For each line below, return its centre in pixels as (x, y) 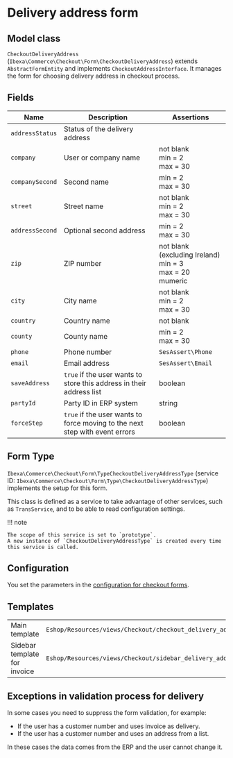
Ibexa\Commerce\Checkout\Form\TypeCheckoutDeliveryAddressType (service (113, 473)
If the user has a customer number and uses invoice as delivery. (109, 726)
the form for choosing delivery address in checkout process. (94, 76)
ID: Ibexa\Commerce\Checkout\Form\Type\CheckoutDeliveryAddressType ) (108, 480)
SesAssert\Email (185, 363)
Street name (84, 206)
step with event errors (99, 432)
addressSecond (34, 230)
